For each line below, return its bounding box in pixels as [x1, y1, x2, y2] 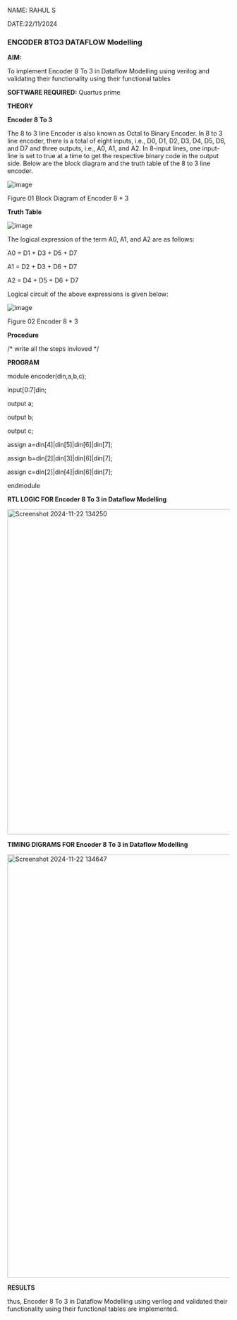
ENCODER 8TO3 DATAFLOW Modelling [7, 37, 142, 47]
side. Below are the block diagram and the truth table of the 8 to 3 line [7, 159, 211, 168]
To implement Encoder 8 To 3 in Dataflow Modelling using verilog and [7, 67, 210, 76]
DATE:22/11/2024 [7, 20, 58, 28]
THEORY [7, 102, 34, 110]
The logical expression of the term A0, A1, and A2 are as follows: [7, 235, 195, 244]
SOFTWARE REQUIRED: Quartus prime [7, 88, 121, 97]
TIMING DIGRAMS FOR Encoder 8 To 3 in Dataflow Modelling [7, 840, 188, 849]
